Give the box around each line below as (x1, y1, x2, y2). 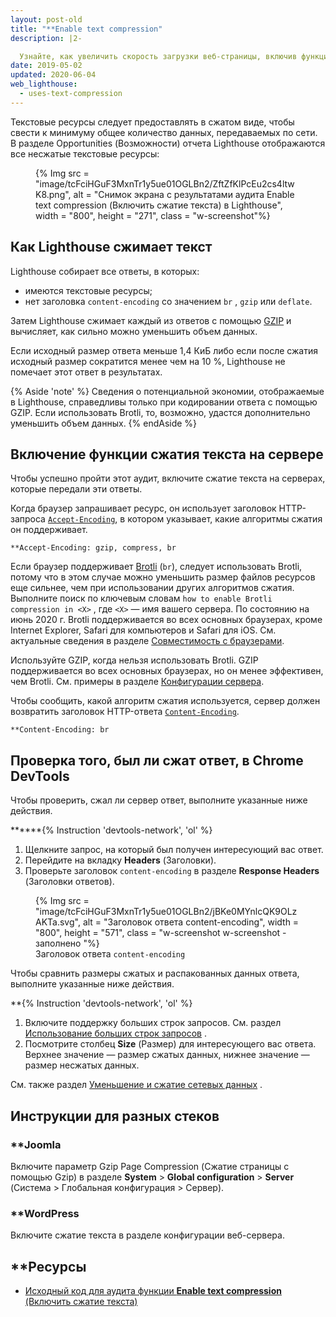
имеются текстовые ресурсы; (24, 284, 153, 296)
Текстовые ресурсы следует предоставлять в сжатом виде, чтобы (10, 116, 295, 128)
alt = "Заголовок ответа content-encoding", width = (82, 916, 300, 928)
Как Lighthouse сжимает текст (10, 239, 213, 256)
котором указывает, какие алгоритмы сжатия (127, 513, 323, 525)
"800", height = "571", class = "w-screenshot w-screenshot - (35, 927, 287, 939)
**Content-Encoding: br (10, 725, 110, 735)
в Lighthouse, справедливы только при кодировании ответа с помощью (10, 396, 318, 408)
